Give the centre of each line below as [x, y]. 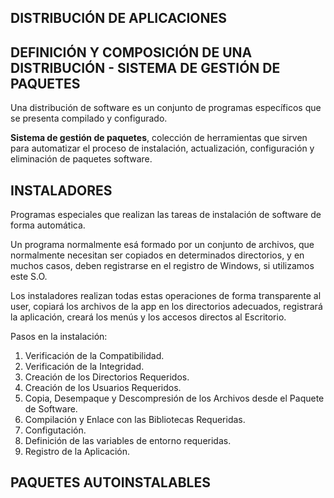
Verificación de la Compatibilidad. [94, 356]
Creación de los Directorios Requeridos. [107, 377]
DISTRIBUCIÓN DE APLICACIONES [119, 18]
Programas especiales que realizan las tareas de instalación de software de [166, 215]
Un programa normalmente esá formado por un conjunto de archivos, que [162, 245]
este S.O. [29, 277]
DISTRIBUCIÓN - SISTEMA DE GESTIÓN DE [145, 67]
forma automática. [48, 225]
